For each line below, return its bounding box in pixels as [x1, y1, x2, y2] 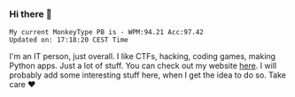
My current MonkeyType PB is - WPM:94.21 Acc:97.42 [9, 28, 204, 37]
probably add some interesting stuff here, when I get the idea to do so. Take [9, 70, 286, 80]
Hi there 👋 [9, 8, 53, 20]
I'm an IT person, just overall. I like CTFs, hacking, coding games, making [9, 51, 276, 62]
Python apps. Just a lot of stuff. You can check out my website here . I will [9, 61, 277, 71]
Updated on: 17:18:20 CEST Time [9, 35, 128, 45]
